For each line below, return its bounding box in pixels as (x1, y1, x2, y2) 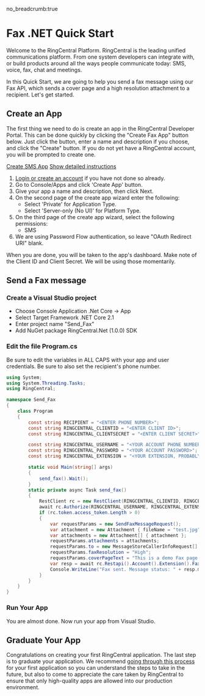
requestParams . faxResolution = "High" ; (49, 549, 151, 556)
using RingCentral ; (6, 386, 56, 392)
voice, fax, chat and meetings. (6, 66, 82, 73)
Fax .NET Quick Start (6, 27, 114, 40)
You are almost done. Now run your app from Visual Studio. (6, 617, 156, 625)
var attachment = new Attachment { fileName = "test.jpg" (49, 526, 201, 533)
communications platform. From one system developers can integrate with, (6, 53, 195, 60)
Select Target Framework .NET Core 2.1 (15, 314, 114, 321)
